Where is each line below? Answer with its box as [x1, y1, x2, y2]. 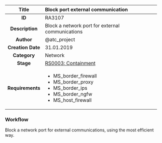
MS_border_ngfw [53, 91, 93, 97]
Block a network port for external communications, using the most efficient [5, 127, 154, 133]
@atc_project [45, 36, 75, 43]
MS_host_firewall [53, 97, 92, 103]
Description [10, 25, 38, 32]
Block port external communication [45, 6, 128, 13]
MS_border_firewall [53, 73, 97, 79]
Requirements [7, 85, 40, 91]
